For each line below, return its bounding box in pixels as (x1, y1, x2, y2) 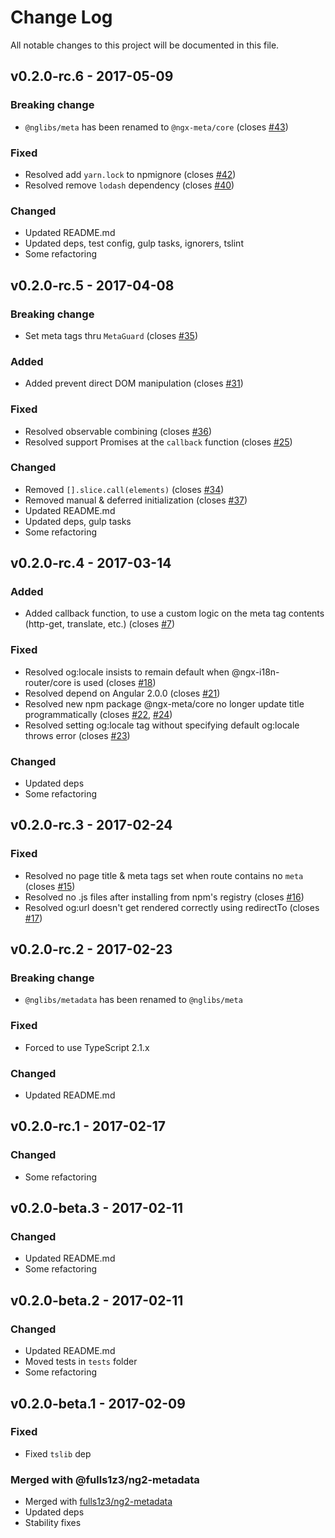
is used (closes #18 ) (73, 676, 157, 688)
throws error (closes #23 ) (24, 729, 131, 741)
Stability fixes (24, 1517, 82, 1529)
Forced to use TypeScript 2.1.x (24, 1041, 150, 1053)
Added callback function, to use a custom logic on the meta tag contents (24, 607, 325, 620)
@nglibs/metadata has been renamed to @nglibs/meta (24, 994, 243, 1006)
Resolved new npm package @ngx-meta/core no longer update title (24, 697, 305, 710)
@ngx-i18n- (231, 666, 280, 678)
